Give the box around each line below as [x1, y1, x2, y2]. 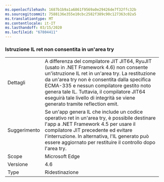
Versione [7, 161, 28, 168]
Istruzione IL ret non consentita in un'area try [5, 46, 114, 53]
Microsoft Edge [44, 153, 80, 160]
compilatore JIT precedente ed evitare [44, 127, 133, 134]
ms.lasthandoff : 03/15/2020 [5, 25, 62, 30]
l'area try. [44, 145, 67, 152]
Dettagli [7, 79, 25, 86]
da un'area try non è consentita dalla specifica [44, 76, 151, 83]
